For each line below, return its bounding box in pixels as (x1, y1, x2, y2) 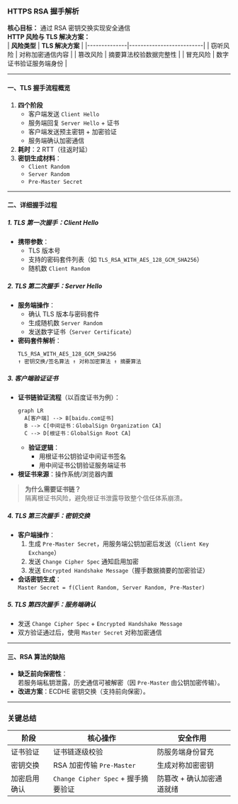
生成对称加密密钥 (157, 761, 214, 771)
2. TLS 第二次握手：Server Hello (7, 282, 103, 290)
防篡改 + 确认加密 (157, 773, 215, 783)
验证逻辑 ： (28, 444, 60, 451)
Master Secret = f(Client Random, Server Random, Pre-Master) (17, 584, 205, 591)
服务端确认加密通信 (28, 136, 85, 145)
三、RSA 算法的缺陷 (7, 652, 65, 661)
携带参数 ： (17, 238, 50, 246)
